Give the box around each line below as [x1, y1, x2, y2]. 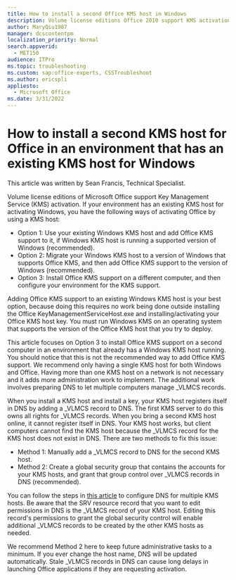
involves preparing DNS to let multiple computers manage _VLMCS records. [7, 383, 226, 391]
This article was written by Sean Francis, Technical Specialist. [7, 179, 186, 187]
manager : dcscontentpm [7, 30, 74, 37]
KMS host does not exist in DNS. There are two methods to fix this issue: [7, 434, 218, 442]
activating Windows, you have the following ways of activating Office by [7, 207, 216, 215]
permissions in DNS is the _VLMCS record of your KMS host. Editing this [7, 506, 216, 515]
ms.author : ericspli [7, 75, 68, 83]
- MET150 [13, 50, 39, 57]
